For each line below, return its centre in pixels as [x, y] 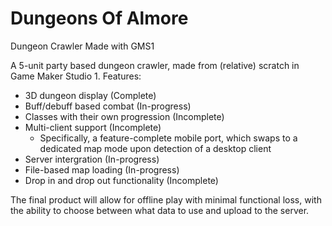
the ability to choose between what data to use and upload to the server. [160, 210]
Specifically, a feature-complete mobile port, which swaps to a [168, 138]
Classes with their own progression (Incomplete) [124, 116]
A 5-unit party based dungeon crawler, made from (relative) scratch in [155, 65]
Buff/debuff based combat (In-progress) [108, 106]
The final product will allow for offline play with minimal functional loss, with [166, 199]
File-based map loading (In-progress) [102, 169]
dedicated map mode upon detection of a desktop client [155, 148]
